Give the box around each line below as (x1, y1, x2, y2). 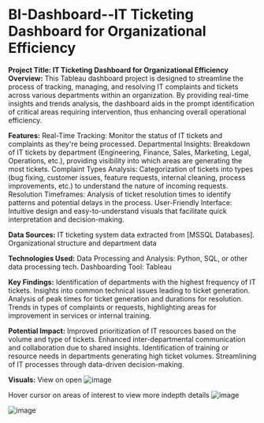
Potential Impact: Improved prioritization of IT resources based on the (8, 326, 236, 335)
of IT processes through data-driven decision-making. (8, 359, 184, 369)
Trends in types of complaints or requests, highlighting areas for (8, 302, 217, 312)
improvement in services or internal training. (8, 310, 152, 320)
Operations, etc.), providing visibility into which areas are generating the (8, 155, 243, 165)
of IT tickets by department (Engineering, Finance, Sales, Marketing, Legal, (8, 148, 251, 157)
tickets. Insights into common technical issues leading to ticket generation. (8, 286, 251, 295)
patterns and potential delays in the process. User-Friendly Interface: (8, 197, 232, 207)
